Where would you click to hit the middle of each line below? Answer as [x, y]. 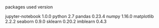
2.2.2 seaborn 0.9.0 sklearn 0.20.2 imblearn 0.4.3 [56, 21]
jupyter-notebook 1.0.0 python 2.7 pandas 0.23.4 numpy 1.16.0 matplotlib [79, 16]
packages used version [29, 7]
